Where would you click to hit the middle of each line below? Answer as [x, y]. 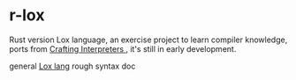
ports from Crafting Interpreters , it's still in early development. [123, 48]
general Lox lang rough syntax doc [72, 66]
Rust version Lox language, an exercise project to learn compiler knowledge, [148, 40]
